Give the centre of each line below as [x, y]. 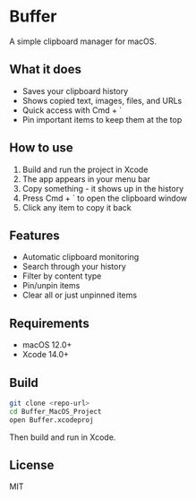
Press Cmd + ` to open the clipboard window [105, 198]
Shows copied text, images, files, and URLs [102, 100]
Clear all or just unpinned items [79, 295]
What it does [46, 69]
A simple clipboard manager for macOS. [83, 41]
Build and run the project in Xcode [85, 169]
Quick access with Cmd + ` [72, 110]
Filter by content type [62, 276]
